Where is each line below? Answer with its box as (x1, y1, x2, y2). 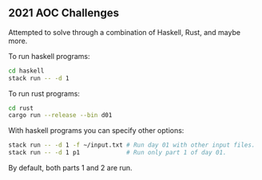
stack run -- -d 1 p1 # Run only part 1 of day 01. (8, 149, 227, 157)
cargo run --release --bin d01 (8, 112, 113, 119)
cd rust (8, 104, 34, 112)
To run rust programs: (8, 88, 80, 98)
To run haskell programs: (8, 51, 90, 61)
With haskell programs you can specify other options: (8, 126, 185, 135)
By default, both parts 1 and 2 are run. (8, 163, 133, 173)
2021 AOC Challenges (8, 6, 120, 20)
